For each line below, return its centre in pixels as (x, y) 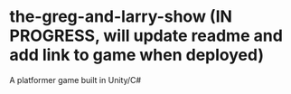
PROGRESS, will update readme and (146, 36)
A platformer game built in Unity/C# (75, 80)
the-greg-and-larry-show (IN (121, 17)
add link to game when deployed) (137, 55)
